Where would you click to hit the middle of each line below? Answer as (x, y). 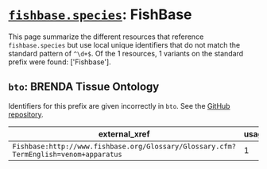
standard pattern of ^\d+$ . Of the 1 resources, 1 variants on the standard (126, 53)
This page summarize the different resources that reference (106, 36)
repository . (26, 114)
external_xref (124, 134)
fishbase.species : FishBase (100, 15)
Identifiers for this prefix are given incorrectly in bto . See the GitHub (119, 106)
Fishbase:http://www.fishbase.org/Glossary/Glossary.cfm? (124, 146)
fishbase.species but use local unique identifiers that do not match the (124, 44)
